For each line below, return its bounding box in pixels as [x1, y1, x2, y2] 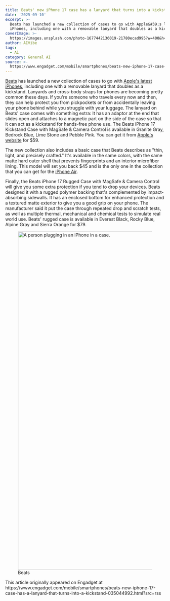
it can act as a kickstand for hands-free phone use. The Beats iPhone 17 [5, 121, 155, 127]
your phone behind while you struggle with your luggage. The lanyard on [5, 105, 157, 111]
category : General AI [5, 54, 51, 60]
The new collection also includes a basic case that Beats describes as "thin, [5, 147, 163, 153]
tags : [5, 45, 17, 50]
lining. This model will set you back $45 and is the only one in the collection [5, 163, 163, 169]
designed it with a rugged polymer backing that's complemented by [5, 189, 147, 195]
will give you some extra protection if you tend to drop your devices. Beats [5, 184, 160, 190]
